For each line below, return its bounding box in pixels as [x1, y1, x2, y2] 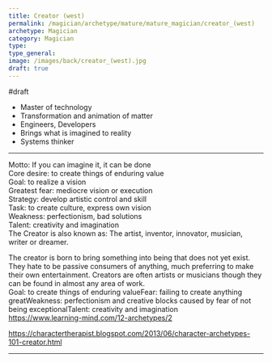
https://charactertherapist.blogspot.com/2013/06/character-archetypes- [8, 328, 251, 338]
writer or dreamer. [8, 237, 69, 246]
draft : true [8, 65, 49, 73]
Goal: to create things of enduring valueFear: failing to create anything [8, 287, 243, 297]
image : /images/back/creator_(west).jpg [8, 57, 147, 65]
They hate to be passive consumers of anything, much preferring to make [8, 261, 254, 271]
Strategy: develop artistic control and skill [8, 194, 147, 204]
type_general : [8, 49, 57, 57]
